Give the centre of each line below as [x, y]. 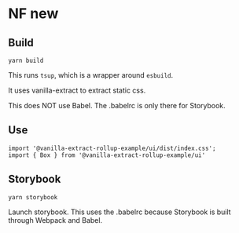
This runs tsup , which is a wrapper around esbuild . [91, 75]
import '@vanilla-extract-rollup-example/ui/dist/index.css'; [112, 148]
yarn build [26, 60]
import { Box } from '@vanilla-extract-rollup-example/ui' [107, 155]
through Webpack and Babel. [55, 220]
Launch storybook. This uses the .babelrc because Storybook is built [119, 212]
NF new [33, 14]
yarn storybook [33, 197]
